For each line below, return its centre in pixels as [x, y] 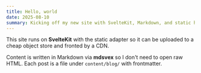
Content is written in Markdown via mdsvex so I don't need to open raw [95, 58]
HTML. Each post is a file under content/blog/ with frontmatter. [84, 64]
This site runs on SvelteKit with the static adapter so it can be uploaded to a [100, 40]
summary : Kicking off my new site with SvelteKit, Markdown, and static [99, 23]
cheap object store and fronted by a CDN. [58, 46]
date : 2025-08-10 [28, 17]
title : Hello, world [32, 12]
